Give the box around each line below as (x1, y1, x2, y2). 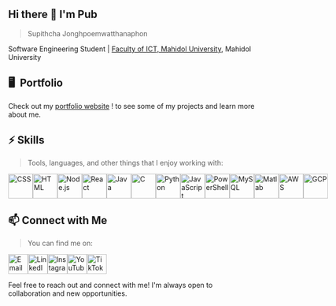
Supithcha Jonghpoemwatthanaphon (27, 28, 148, 38)
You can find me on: (27, 238, 93, 248)
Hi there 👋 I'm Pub (8, 8, 98, 21)
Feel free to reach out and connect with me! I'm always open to (8, 281, 213, 290)
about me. (8, 110, 42, 119)
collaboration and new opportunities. (8, 289, 127, 298)
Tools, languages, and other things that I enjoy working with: (27, 159, 223, 168)
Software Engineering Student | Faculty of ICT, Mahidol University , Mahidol (8, 44, 252, 54)
